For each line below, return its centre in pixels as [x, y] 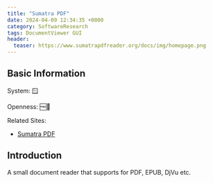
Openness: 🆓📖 [29, 106]
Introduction [35, 156]
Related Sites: [27, 120]
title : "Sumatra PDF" [39, 13]
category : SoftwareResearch [48, 26]
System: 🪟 [23, 90]
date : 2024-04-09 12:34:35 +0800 [56, 20]
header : [18, 39]
